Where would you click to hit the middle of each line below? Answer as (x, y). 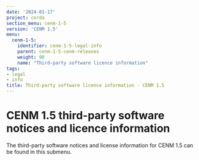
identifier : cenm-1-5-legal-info (60, 46)
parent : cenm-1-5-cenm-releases (58, 52)
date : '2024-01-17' (31, 12)
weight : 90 (31, 57)
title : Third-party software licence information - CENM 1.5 (86, 86)
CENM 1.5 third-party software (86, 116)
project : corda (26, 18)
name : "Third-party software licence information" (83, 63)
